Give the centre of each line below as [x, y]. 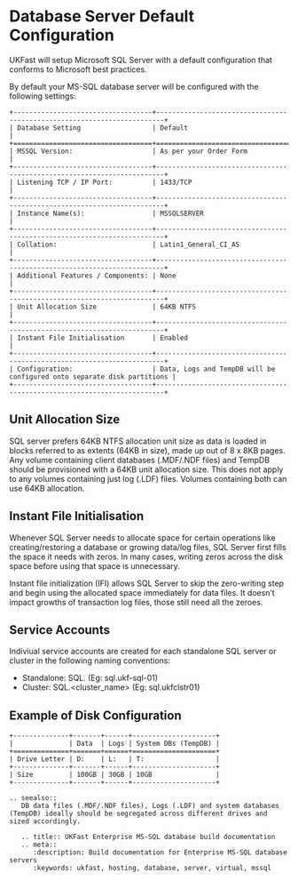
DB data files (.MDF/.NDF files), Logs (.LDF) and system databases [150, 806]
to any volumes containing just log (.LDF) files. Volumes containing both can [148, 478]
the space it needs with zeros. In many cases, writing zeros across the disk [146, 557]
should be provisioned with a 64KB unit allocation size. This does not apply [146, 469]
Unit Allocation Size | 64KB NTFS [107, 307]
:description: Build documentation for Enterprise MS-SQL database [160, 853]
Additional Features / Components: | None [97, 276]
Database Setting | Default [103, 128]
